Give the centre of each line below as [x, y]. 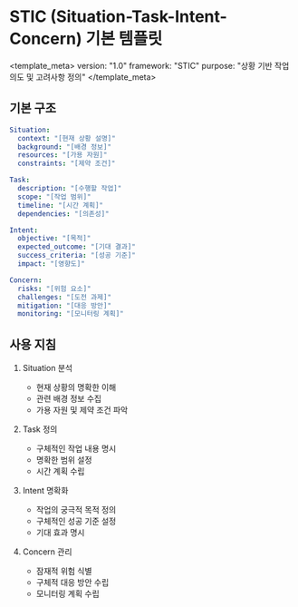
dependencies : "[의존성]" [64, 214]
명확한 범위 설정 [64, 460]
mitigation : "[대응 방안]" [64, 306]
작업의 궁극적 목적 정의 [76, 510]
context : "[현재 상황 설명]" [67, 138]
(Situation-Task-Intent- [139, 17]
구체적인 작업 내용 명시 [76, 449]
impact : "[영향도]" [52, 264]
